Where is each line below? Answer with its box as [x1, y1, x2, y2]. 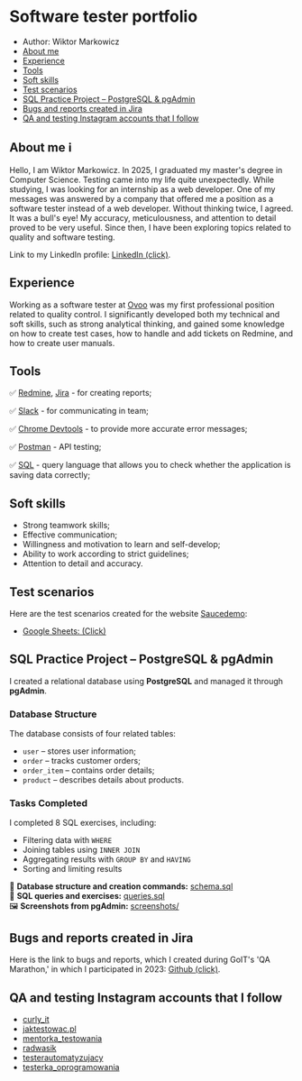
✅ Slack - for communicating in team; [9, 406, 149, 417]
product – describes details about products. [22, 774, 185, 785]
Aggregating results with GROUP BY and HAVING [22, 854, 191, 865]
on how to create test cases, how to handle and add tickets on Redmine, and [9, 327, 294, 339]
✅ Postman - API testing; [9, 442, 102, 453]
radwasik [22, 1043, 57, 1054]
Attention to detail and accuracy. [22, 558, 143, 569]
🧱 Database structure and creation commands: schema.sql [9, 881, 233, 892]
